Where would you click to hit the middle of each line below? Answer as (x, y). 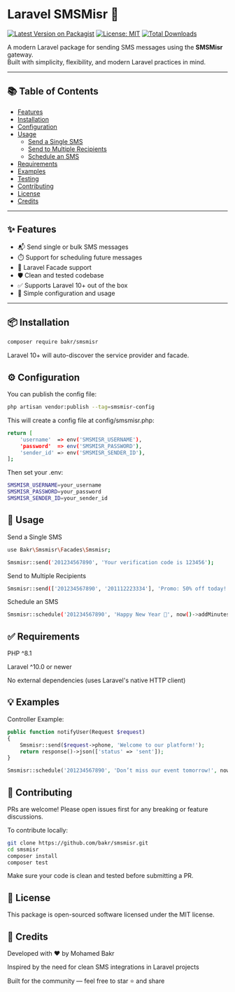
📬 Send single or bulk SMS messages (73, 247)
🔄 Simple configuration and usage (66, 293)
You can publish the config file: (52, 394)
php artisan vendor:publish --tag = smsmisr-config (81, 407)
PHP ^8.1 (20, 654)
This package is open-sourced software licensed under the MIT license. (111, 914)
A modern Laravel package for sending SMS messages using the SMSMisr (115, 47)
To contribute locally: (38, 830)
